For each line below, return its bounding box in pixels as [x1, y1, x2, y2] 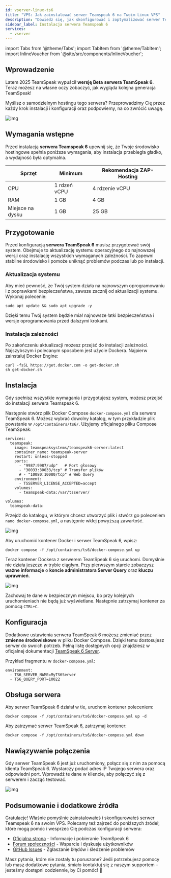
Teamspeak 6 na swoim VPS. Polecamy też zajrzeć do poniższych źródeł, [5, 820, 160, 826]
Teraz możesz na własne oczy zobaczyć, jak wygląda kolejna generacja [5, 84, 156, 90]
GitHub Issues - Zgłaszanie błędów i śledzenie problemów [12, 846, 135, 852]
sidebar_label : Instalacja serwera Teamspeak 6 [5, 21, 108, 27]
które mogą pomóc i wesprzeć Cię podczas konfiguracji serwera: [5, 826, 142, 832]
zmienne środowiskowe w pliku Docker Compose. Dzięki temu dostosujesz [5, 637, 164, 643]
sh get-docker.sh [5, 367, 42, 373]
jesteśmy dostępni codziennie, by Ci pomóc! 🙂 [5, 867, 103, 873]
